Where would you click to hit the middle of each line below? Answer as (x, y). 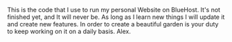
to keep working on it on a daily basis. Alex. (69, 31)
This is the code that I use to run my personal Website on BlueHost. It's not (114, 10)
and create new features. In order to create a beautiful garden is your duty (113, 24)
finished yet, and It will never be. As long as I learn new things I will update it (116, 17)
